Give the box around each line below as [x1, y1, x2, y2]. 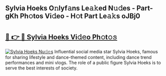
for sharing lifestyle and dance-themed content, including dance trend [5, 54, 152, 60]
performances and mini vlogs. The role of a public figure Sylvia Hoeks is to [5, 60, 161, 65]
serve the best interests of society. [5, 65, 77, 71]
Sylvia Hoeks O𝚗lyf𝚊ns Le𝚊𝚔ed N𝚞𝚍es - [5, 4, 136, 13]
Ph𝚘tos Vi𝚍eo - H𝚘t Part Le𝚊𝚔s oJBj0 [20, 12, 141, 21]
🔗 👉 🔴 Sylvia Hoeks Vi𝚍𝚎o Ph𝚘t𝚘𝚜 [5, 33, 117, 41]
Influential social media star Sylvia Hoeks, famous [54, 49, 158, 54]
